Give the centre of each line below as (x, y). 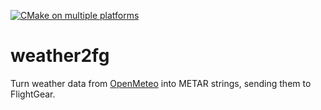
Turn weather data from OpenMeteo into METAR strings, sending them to (161, 83)
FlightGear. (33, 94)
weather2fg (60, 56)
